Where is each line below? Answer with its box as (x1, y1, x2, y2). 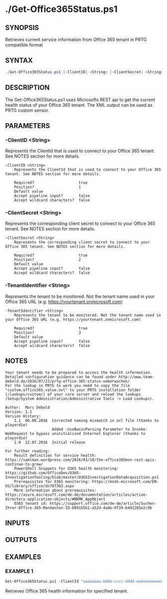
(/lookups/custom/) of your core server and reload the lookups (5, 392, 141, 397)
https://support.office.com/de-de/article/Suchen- (49, 501, 157, 506)
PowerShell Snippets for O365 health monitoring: (14, 466, 119, 471)
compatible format (5, 42, 43, 48)
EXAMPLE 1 (5, 568, 34, 575)
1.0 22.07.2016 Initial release (14, 440, 85, 445)
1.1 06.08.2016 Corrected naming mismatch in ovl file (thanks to (14, 418, 159, 423)
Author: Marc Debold (5, 405, 50, 410)
